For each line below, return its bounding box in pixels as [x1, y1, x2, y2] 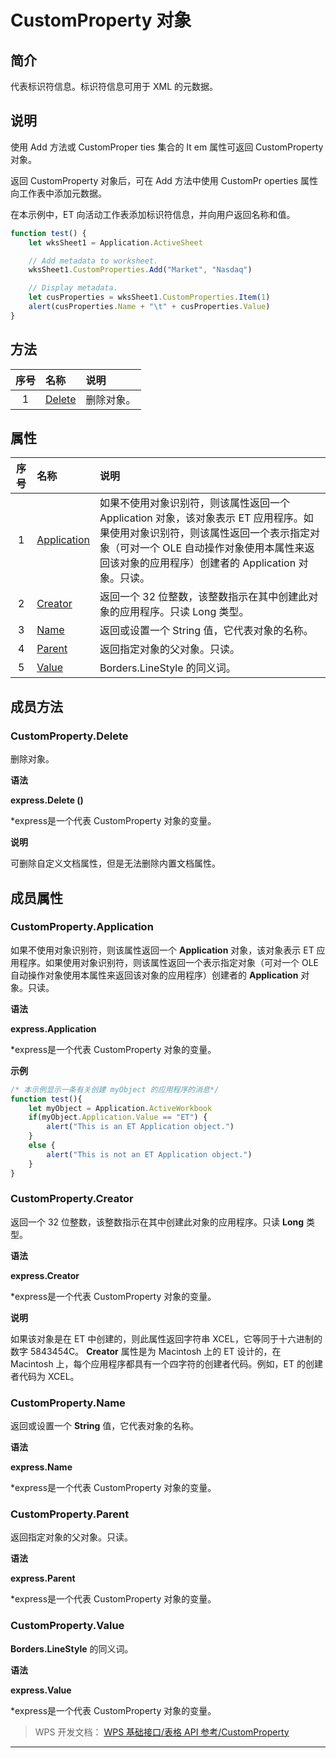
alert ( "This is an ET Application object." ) [46, 1122, 235, 1132]
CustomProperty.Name [10, 1396, 126, 1410]
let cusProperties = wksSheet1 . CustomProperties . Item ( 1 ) [28, 292, 271, 303]
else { [28, 1141, 56, 1151]
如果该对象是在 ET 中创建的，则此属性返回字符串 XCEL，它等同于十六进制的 [10, 1332, 323, 1345]
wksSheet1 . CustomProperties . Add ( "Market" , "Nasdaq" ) [28, 265, 253, 275]
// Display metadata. [28, 283, 118, 293]
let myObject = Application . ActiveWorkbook [28, 1103, 213, 1113]
